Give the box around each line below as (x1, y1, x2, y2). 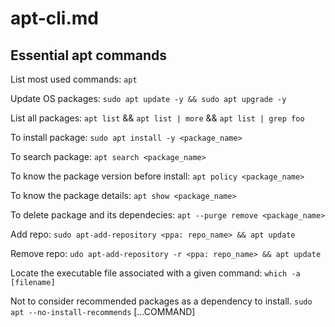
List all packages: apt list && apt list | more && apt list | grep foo (10, 112, 305, 124)
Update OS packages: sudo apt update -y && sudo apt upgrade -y (10, 93, 287, 104)
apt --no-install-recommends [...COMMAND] (10, 306, 196, 317)
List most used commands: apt (10, 73, 138, 85)
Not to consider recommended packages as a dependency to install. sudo (10, 295, 313, 307)
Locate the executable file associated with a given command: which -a (10, 267, 301, 279)
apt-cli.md (10, 7, 99, 30)
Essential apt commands (10, 47, 168, 64)
